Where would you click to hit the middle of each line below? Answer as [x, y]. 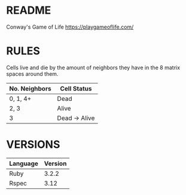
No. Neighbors [31, 88]
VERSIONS [33, 145]
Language [24, 163]
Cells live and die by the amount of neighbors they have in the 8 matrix [93, 67]
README [29, 10]
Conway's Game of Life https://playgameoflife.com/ [70, 27]
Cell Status [76, 88]
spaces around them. [32, 74]
